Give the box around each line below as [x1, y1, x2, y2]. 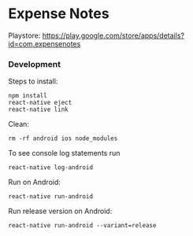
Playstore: [8, 31, 41, 40]
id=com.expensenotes [8, 39, 81, 48]
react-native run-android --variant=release [8, 222, 157, 230]
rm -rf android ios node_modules [8, 135, 118, 142]
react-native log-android [8, 164, 93, 171]
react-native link [8, 105, 69, 114]
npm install [8, 92, 47, 100]
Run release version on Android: [8, 206, 113, 216]
